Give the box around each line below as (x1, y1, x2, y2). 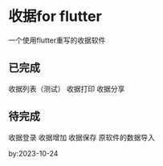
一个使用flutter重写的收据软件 (8, 35, 106, 45)
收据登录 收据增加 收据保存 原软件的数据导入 (8, 132, 155, 142)
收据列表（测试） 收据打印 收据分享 (8, 83, 125, 93)
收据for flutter (8, 7, 102, 26)
